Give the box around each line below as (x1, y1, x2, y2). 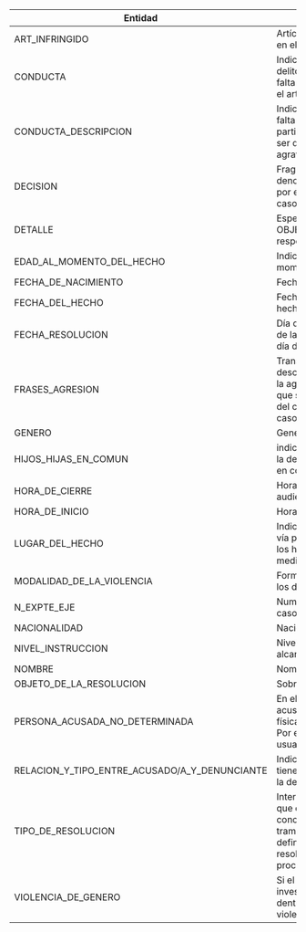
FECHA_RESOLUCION (14, 329, 109, 340)
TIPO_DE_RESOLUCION (14, 825, 116, 837)
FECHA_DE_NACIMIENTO (14, 276, 124, 288)
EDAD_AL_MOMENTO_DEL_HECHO (14, 256, 166, 267)
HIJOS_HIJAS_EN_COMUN (14, 453, 129, 465)
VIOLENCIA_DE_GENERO (14, 891, 121, 903)
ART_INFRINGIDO (14, 33, 89, 45)
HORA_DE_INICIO (14, 506, 89, 518)
